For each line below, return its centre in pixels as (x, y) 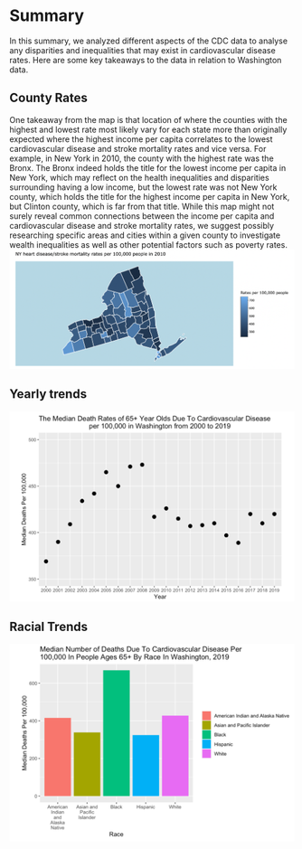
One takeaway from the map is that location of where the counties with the (148, 119)
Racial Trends (49, 627)
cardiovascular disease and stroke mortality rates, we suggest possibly (142, 225)
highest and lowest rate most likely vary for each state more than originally (148, 129)
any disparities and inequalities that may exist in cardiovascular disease (142, 50)
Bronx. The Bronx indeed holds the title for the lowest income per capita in (148, 167)
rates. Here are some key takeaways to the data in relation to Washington (146, 60)
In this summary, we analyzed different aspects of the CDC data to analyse (148, 41)
